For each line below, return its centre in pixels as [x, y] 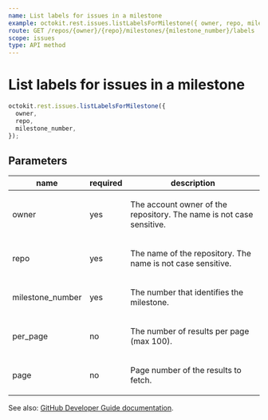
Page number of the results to [186, 370]
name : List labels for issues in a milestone [85, 16]
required [106, 183]
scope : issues [32, 38]
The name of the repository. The [191, 254]
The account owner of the [179, 204]
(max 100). [152, 342]
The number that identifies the [187, 292]
